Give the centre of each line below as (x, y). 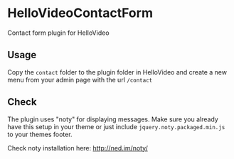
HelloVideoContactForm (80, 13)
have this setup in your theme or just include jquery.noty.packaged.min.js (116, 126)
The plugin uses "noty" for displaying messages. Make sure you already (113, 119)
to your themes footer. (40, 134)
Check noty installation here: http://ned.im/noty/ (78, 148)
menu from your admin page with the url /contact (80, 79)
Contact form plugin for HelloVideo (58, 33)
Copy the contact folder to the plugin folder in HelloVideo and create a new (117, 72)
